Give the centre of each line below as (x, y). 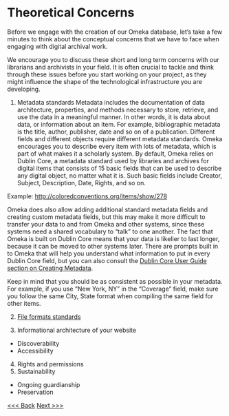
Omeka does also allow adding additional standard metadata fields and (108, 209)
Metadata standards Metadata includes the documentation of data (111, 102)
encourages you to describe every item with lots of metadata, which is (117, 146)
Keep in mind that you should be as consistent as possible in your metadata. (115, 281)
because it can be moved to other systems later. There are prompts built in (113, 246)
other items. (24, 303)
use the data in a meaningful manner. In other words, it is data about (114, 117)
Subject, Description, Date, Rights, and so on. (81, 183)
